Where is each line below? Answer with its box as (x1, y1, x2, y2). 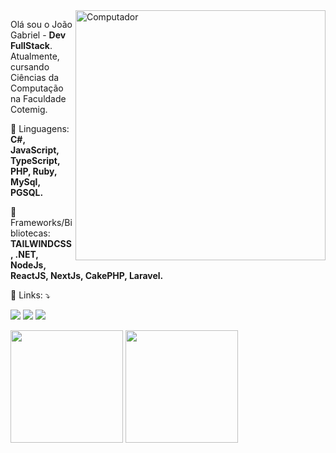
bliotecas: (10, 227, 51, 239)
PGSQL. (10, 187, 44, 198)
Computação (10, 82, 64, 94)
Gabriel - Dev (10, 29, 67, 41)
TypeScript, (10, 155, 61, 166)
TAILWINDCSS (10, 238, 72, 249)
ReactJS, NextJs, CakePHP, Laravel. (10, 270, 164, 281)
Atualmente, (10, 50, 60, 62)
